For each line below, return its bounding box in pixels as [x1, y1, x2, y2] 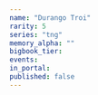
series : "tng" [9, 30, 64, 39]
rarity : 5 [9, 22, 47, 31]
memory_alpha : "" [9, 38, 75, 48]
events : [9, 55, 39, 64]
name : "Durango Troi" [9, 13, 92, 23]
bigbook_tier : [9, 47, 64, 56]
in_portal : [9, 64, 51, 73]
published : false [9, 72, 75, 81]
